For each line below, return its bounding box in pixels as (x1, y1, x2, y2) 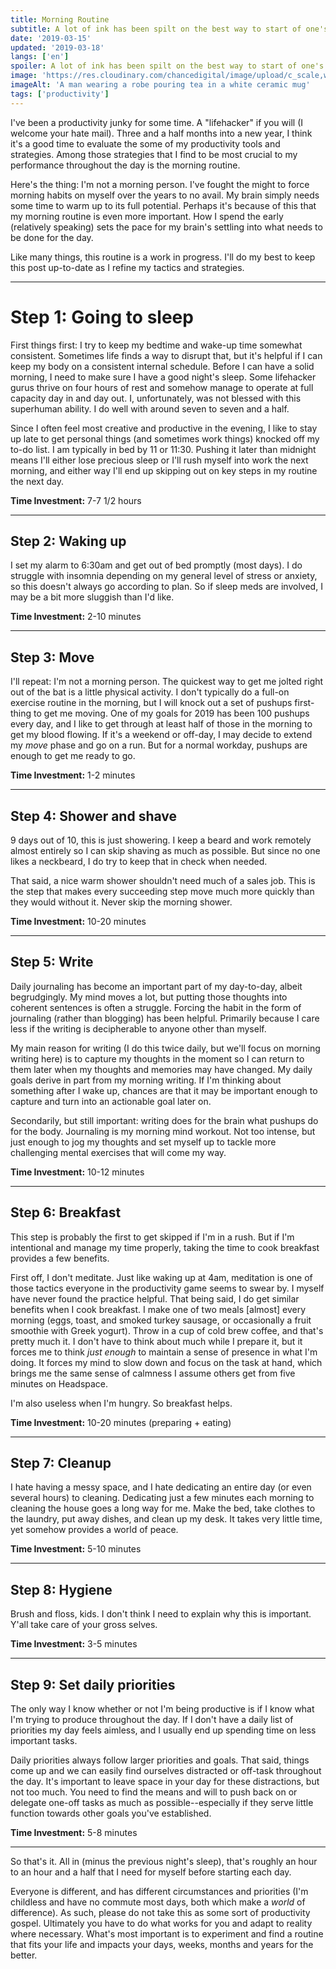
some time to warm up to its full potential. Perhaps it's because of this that (10, 199, 317, 211)
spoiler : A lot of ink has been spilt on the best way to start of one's (10, 61, 325, 71)
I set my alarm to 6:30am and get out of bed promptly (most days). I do (10, 559, 303, 571)
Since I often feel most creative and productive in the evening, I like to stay (10, 422, 318, 434)
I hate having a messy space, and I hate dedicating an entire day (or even (10, 1481, 312, 1493)
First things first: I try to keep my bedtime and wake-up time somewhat (10, 339, 303, 351)
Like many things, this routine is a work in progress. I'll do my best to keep (10, 251, 316, 263)
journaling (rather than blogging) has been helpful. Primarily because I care (10, 1012, 320, 1024)
